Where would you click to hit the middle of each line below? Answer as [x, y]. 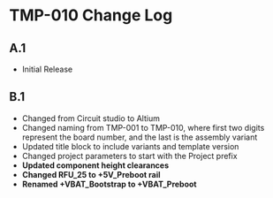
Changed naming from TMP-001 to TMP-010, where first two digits [143, 127]
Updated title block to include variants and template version [130, 146]
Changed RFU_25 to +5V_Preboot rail [91, 174]
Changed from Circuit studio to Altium [91, 118]
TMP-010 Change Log [91, 15]
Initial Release [47, 69]
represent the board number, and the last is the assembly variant [140, 137]
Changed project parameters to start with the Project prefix [129, 156]
